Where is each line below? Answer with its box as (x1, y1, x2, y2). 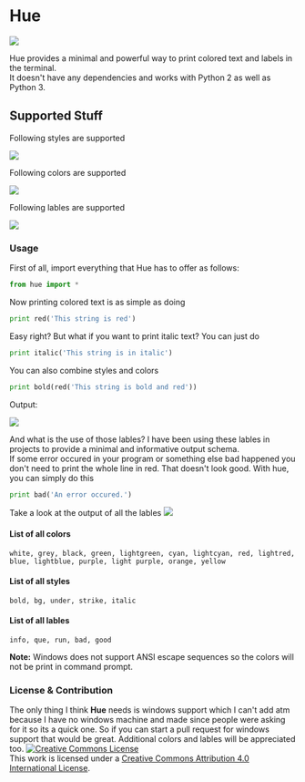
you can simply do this (9, 472, 94, 483)
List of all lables (9, 615, 70, 626)
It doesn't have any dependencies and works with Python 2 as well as (9, 72, 271, 83)
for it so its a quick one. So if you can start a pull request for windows (9, 724, 270, 735)
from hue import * (9, 280, 79, 290)
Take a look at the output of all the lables (9, 508, 162, 519)
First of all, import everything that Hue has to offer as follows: (9, 262, 239, 273)
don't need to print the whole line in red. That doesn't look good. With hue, (9, 462, 290, 474)
